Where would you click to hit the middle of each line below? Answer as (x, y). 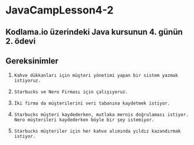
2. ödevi (21, 41)
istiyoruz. (27, 81)
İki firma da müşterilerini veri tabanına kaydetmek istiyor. (92, 103)
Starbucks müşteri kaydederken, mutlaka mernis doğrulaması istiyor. (101, 115)
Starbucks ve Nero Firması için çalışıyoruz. (71, 92)
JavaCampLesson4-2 (60, 10)
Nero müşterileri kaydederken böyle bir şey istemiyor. (84, 120)
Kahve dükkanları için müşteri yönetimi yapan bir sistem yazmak (96, 76)
